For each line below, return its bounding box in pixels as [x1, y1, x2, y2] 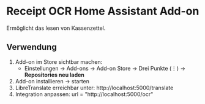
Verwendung [6, 42, 57, 52]
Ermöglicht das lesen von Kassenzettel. [6, 24, 106, 32]
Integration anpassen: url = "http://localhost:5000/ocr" [15, 90, 154, 98]
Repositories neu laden [24, 71, 84, 78]
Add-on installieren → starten [15, 77, 90, 85]
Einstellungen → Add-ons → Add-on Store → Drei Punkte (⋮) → [24, 64, 185, 72]
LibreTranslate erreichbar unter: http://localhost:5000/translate [15, 84, 174, 91]
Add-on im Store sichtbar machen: [15, 58, 103, 65]
